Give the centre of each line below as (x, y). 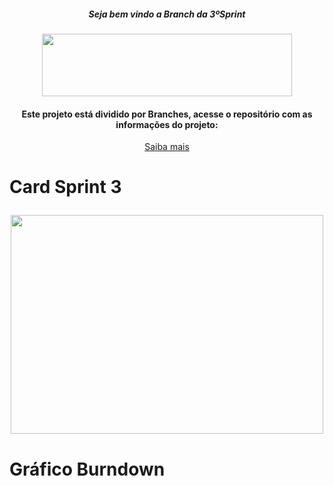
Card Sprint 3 (65, 187)
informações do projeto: (167, 124)
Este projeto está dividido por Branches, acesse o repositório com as (167, 114)
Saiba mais (167, 147)
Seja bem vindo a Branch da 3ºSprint (167, 14)
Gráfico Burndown (87, 469)
